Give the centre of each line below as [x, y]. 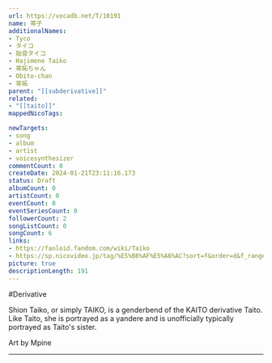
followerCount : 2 [38, 218]
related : [23, 99]
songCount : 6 [30, 234]
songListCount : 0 [38, 226]
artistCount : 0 [34, 196]
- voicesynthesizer [41, 158]
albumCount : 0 [32, 188]
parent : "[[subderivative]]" [57, 91]
